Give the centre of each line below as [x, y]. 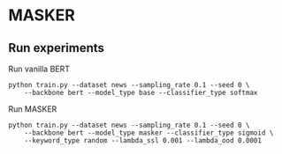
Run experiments [57, 48]
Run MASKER [33, 109]
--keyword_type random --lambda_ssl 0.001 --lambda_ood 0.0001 [143, 141]
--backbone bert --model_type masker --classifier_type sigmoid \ [149, 133]
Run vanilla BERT [39, 69]
